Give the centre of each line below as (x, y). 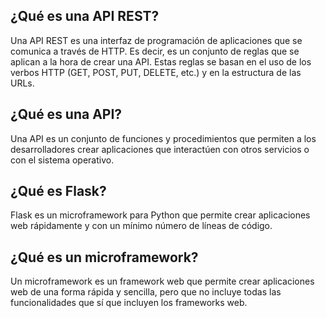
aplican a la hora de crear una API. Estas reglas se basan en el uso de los (161, 61)
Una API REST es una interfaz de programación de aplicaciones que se (156, 40)
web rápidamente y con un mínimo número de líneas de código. (141, 226)
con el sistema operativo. (62, 160)
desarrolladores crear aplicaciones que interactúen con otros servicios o (160, 149)
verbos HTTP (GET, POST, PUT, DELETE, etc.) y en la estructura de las (156, 72)
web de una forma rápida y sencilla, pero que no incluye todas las (146, 292)
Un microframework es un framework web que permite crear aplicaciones (162, 281)
